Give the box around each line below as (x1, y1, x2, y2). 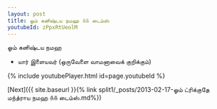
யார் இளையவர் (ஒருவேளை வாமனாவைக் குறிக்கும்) (17, 58, 152, 66)
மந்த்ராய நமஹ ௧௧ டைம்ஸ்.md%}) (7, 93, 102, 102)
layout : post (7, 10, 46, 18)
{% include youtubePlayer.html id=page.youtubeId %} (7, 72, 166, 81)
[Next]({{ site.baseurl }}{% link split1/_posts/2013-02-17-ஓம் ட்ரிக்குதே (7, 85, 210, 94)
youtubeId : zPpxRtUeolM (7, 24, 78, 31)
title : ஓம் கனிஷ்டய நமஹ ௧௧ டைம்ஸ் (7, 17, 110, 24)
